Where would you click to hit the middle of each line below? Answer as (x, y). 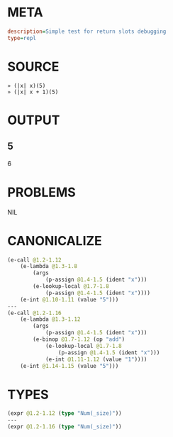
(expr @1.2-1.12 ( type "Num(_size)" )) (65, 413)
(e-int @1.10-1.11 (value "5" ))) (69, 299)
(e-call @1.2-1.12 (34, 260)
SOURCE (33, 67)
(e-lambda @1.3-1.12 (50, 319)
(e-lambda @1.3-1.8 (49, 267)
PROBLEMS (41, 192)
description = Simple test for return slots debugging (87, 31)
